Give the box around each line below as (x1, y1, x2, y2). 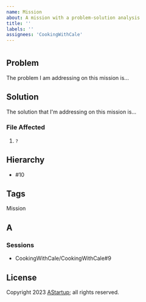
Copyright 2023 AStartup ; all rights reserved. (6, 288, 120, 296)
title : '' (6, 20, 32, 26)
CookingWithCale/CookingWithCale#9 (15, 254, 111, 262)
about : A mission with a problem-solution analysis (6, 15, 140, 21)
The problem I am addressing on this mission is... (6, 74, 130, 81)
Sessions (6, 240, 35, 249)
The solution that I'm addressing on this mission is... (6, 108, 137, 115)
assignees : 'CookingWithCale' (6, 32, 83, 38)
